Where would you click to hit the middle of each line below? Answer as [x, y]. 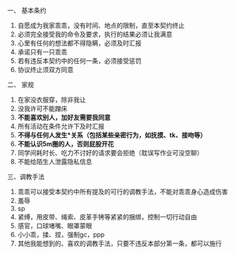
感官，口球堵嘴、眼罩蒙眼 [55, 226]
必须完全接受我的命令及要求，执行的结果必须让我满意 [95, 34]
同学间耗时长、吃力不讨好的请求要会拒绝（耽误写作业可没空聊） [110, 153]
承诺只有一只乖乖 [42, 52]
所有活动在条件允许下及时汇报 [61, 126]
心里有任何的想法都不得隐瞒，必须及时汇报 [79, 43]
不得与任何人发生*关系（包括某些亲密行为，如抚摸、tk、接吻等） [112, 135]
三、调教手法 [26, 177]
